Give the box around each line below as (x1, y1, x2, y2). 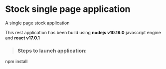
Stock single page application (5, 3, 131, 15)
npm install (5, 59, 28, 65)
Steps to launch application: (17, 47, 87, 54)
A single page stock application (5, 20, 70, 26)
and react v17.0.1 (5, 35, 40, 41)
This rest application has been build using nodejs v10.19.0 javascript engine (5, 29, 161, 35)
